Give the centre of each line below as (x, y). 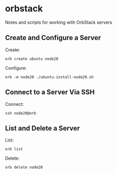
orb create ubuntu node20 (32, 59)
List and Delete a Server (42, 128)
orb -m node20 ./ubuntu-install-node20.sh (49, 77)
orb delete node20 (24, 168)
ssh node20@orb (21, 113)
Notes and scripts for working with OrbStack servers (59, 22)
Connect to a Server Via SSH (50, 92)
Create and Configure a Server (53, 38)
